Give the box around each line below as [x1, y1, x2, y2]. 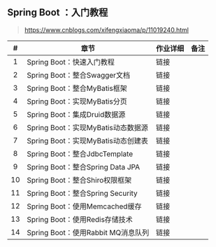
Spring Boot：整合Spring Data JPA [27, 162, 141, 171]
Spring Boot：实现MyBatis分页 [27, 97, 127, 106]
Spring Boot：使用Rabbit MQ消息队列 [27, 227, 150, 237]
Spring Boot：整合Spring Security [27, 188, 138, 198]
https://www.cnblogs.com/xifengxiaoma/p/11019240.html [24, 25, 189, 34]
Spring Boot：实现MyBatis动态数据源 [27, 122, 148, 132]
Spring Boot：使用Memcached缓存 [27, 202, 142, 211]
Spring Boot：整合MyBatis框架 [27, 83, 127, 93]
